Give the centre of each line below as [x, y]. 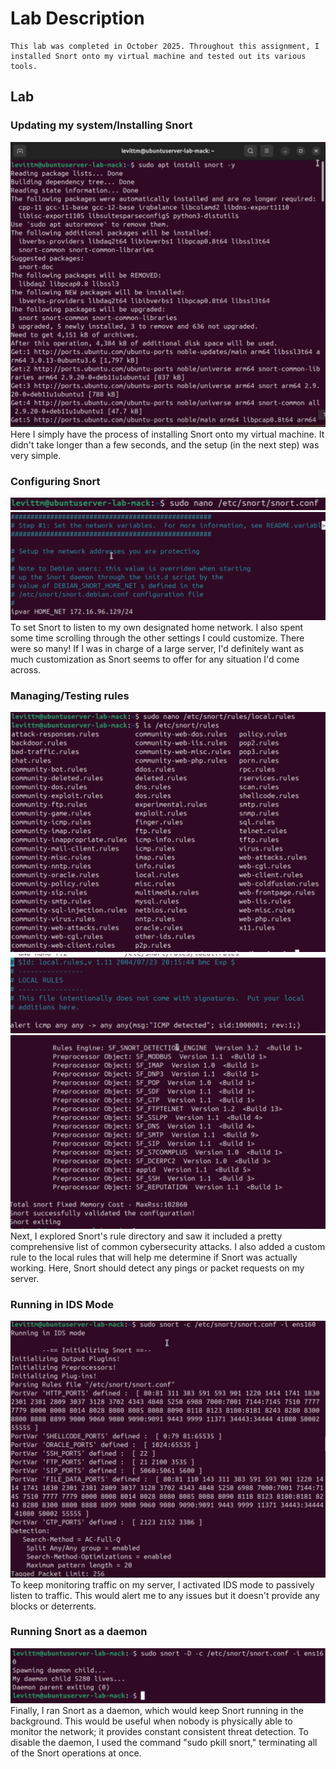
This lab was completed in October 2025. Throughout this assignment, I [165, 46]
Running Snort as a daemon [79, 1632]
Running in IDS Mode [62, 1304]
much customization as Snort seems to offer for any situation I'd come [155, 659]
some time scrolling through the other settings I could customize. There [157, 638]
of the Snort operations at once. [76, 1753]
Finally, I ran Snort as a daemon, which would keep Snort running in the [157, 1711]
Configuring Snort [55, 481]
